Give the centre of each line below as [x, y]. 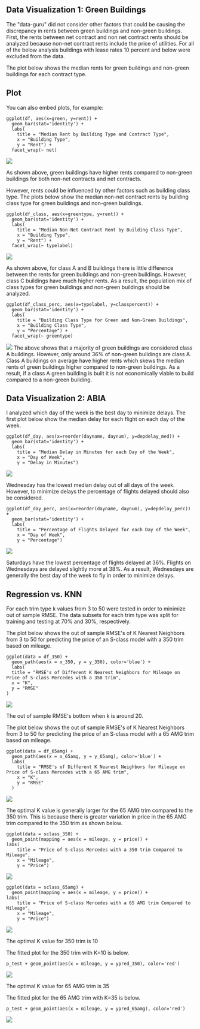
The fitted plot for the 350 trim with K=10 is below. [68, 953]
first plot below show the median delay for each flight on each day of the [96, 419]
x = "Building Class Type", [52, 325]
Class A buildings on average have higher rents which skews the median [95, 360]
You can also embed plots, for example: [55, 107]
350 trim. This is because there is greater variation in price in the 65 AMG [96, 817]
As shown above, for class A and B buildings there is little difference [90, 268]
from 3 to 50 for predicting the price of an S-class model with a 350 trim [95, 640]
